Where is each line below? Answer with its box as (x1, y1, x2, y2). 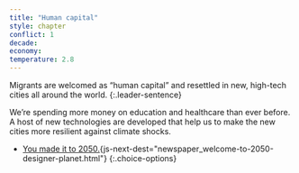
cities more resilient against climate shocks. (9, 126, 171, 136)
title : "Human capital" (9, 13, 99, 23)
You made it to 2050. (22, 143, 101, 154)
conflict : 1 (9, 30, 54, 39)
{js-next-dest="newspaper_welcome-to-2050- (99, 143, 275, 154)
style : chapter (9, 22, 67, 31)
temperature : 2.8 (9, 55, 75, 64)
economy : (9, 47, 42, 56)
